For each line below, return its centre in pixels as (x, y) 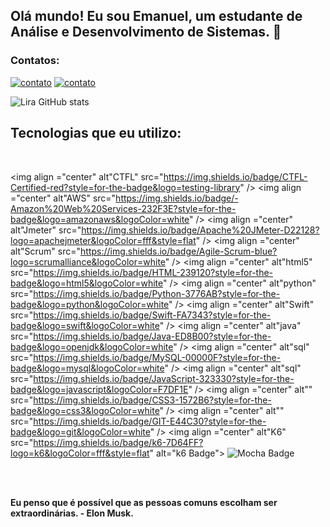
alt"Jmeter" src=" (46, 230)
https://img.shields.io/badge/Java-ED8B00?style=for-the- (152, 336)
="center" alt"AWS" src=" (63, 198)
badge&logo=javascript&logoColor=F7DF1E (99, 389)
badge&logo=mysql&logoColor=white (87, 368)
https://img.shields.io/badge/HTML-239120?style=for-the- (153, 272)
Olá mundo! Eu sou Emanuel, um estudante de (156, 16)
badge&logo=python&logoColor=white (90, 304)
